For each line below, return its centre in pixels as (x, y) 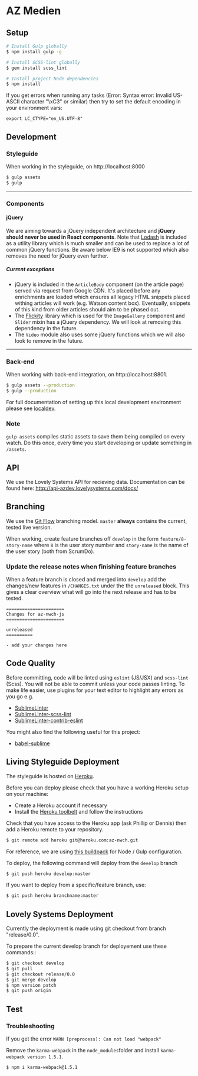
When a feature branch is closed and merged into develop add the (86, 580)
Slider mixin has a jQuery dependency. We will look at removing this (98, 322)
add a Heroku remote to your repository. (55, 829)
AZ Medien (34, 11)
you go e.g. (20, 696)
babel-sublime (32, 743)
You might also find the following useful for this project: (73, 732)
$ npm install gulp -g (34, 51)
